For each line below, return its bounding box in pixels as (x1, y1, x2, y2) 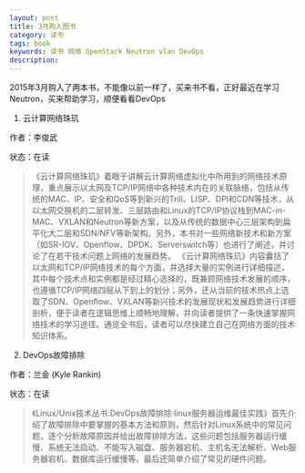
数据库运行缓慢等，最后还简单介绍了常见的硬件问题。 (71, 453, 271, 464)
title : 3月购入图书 (9, 22, 76, 31)
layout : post (9, 13, 59, 23)
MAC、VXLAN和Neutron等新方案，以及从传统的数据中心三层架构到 (31, 216, 284, 227)
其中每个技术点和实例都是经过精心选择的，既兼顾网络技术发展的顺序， (31, 273, 296, 283)
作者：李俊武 (9, 132, 57, 142)
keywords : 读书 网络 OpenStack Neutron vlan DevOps (9, 47, 205, 57)
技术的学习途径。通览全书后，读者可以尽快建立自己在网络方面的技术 (39, 319, 296, 329)
